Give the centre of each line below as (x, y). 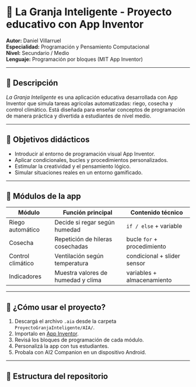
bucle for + (142, 239)
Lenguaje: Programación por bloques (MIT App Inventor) (74, 59)
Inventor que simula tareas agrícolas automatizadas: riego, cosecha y (90, 103)
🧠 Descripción (32, 83)
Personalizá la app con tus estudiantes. (62, 346)
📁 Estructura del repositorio (57, 376)
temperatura (71, 264)
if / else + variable (154, 226)
